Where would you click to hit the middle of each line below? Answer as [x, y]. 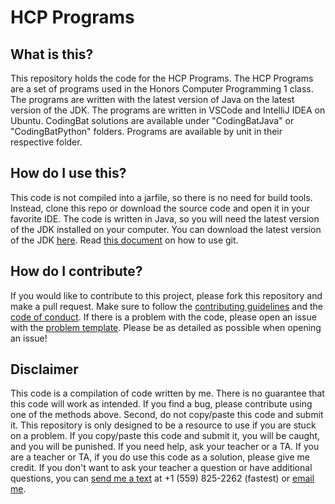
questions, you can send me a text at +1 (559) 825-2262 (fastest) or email [162, 478]
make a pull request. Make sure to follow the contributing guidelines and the [166, 306]
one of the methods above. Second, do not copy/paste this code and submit [167, 415]
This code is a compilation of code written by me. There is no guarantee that [167, 393]
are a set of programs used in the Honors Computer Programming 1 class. [162, 89]
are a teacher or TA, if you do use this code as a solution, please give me [160, 457]
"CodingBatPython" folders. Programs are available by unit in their [146, 131]
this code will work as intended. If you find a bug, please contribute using [161, 404]
